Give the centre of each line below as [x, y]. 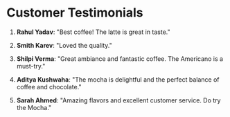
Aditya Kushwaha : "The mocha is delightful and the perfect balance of [118, 79]
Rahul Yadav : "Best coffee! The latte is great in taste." [93, 32]
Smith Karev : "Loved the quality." [64, 45]
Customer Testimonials [75, 13]
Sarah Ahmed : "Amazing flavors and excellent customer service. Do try [118, 100]
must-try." [31, 66]
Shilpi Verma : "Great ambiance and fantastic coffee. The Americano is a [120, 58]
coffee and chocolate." [49, 87]
